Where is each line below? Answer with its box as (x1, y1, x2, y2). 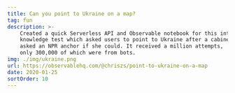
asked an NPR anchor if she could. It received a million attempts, (20, 43, 224, 50)
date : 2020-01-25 (7, 69, 58, 76)
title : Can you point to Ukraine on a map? (7, 10, 136, 17)
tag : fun (7, 17, 33, 24)
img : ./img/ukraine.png (7, 56, 77, 63)
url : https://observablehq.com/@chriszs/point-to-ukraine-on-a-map (7, 62, 208, 69)
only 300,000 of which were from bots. (20, 50, 136, 57)
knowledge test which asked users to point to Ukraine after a (20, 36, 208, 43)
